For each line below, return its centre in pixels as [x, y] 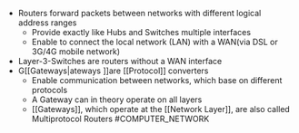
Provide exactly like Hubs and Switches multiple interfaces [141, 32]
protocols [50, 90]
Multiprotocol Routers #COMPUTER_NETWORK [120, 119]
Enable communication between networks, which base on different [157, 80]
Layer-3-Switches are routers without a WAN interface [120, 61]
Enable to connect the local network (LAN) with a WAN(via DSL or [155, 42]
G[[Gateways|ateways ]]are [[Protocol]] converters [113, 71]
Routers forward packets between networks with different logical [140, 13]
